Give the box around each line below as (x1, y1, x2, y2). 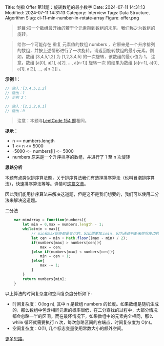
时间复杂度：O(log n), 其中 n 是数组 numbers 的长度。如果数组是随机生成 (12, 301, 159, 306)
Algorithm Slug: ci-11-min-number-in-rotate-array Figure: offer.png (5, 15, 139, 20)
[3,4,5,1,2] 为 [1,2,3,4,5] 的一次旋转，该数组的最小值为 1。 (35, 54, 150, 60)
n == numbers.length (12, 138, 55, 144)
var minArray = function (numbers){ (14, 218, 86, 223)
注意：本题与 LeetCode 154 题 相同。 (17, 118, 89, 123)
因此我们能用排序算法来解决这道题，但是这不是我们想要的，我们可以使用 (5, 191, 150, 197)
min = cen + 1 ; (40, 254, 71, 259)
